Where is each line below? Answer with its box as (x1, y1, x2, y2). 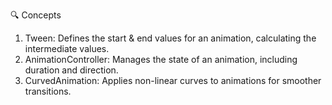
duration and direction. (24, 64, 119, 76)
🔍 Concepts (10, 9, 62, 21)
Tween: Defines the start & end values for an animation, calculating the (24, 32, 317, 44)
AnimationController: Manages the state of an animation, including (24, 54, 298, 65)
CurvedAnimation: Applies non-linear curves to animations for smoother (24, 75, 322, 86)
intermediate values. (24, 43, 110, 54)
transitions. (24, 85, 72, 97)
